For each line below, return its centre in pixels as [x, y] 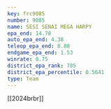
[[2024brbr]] [25, 99]
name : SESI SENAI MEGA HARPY [50, 27]
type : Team [23, 79]
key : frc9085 [26, 14]
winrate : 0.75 [28, 59]
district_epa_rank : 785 [42, 66]
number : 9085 [26, 20]
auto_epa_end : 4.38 [36, 40]
